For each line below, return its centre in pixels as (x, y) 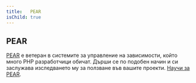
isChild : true (24, 17)
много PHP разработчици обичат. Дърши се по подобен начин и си (92, 62)
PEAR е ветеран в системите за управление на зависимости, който (92, 55)
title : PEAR (24, 12)
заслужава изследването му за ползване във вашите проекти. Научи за (98, 68)
